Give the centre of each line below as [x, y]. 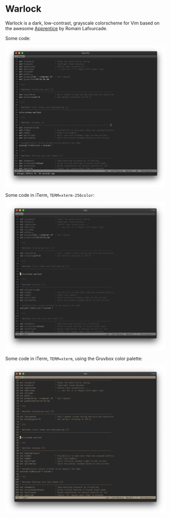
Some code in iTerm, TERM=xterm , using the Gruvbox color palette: [74, 358]
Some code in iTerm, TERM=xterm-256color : [50, 195]
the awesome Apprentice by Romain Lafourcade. [56, 28]
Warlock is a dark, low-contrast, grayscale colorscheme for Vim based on [82, 23]
